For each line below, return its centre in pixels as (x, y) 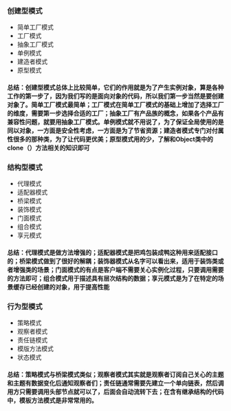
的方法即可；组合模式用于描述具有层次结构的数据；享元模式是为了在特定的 (112, 278)
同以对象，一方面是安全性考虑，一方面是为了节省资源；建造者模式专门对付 (112, 130)
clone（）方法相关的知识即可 (48, 148)
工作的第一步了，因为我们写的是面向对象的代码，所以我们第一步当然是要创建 (115, 96)
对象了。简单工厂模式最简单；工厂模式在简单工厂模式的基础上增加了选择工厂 (115, 104)
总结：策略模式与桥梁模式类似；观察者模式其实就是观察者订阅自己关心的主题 (115, 374)
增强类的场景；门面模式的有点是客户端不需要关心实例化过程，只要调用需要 (118, 270)
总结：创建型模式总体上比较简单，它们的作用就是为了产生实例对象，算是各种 (115, 87)
